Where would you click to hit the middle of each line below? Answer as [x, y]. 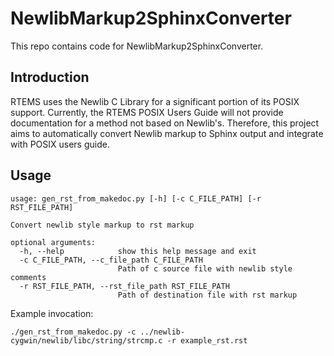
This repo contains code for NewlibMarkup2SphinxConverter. [137, 46]
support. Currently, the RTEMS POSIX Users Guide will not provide [147, 112]
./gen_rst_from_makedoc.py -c [73, 332]
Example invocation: [52, 313]
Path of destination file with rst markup [207, 295]
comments [28, 277]
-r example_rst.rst [207, 340]
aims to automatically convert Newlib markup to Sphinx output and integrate [167, 133]
